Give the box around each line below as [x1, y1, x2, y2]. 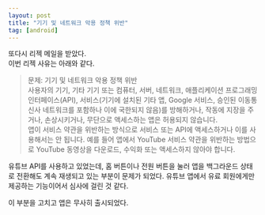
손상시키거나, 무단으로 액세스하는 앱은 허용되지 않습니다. [44, 115, 218, 125]
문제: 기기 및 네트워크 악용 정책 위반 [27, 76, 138, 85]
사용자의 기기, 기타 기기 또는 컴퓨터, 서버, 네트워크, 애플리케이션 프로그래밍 [27, 85, 258, 95]
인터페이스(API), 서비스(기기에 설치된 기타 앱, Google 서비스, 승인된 [27, 96, 237, 105]
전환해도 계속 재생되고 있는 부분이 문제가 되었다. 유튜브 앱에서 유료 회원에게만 [16, 172, 256, 181]
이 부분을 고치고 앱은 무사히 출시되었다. [8, 198, 129, 208]
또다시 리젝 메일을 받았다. [8, 49, 87, 58]
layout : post [8, 11, 51, 20]
